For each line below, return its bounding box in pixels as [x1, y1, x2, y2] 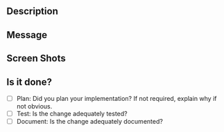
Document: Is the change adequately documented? [16, 117, 164, 126]
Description [6, 6, 58, 17]
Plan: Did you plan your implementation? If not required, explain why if [16, 94, 217, 102]
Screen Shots [6, 53, 67, 64]
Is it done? [6, 76, 53, 88]
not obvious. [16, 102, 53, 111]
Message [6, 29, 48, 41]
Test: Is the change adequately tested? [16, 110, 128, 118]
